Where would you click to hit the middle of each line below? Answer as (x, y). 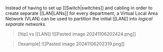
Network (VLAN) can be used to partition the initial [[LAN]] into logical (79, 19)
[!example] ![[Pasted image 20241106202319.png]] (71, 44)
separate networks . (26, 24)
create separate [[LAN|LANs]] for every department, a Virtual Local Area (82, 13)
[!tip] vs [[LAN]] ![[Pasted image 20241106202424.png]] (77, 34)
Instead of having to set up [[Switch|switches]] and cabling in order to (79, 8)
